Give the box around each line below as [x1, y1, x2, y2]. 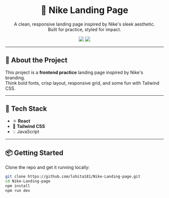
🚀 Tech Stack [5, 105, 47, 113]
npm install [5, 183, 30, 188]
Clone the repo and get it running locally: [5, 164, 90, 170]
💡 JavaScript [12, 128, 39, 134]
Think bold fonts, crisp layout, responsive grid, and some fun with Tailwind [5, 80, 159, 86]
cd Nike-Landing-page [5, 179, 51, 184]
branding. [5, 75, 25, 81]
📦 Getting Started [5, 148, 64, 157]
